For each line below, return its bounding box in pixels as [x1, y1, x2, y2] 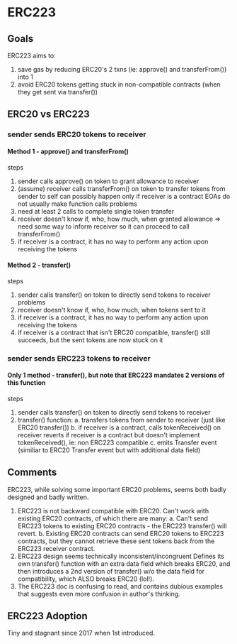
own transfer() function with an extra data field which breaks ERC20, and [17, 559, 231, 568]
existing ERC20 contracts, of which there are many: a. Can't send [17, 514, 209, 523]
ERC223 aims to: [7, 51, 57, 60]
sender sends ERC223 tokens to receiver [7, 353, 151, 363]
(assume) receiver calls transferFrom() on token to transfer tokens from [17, 184, 226, 192]
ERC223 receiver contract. [17, 544, 96, 552]
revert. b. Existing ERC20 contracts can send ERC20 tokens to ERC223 [17, 529, 224, 537]
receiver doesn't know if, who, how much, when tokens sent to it [17, 305, 207, 314]
